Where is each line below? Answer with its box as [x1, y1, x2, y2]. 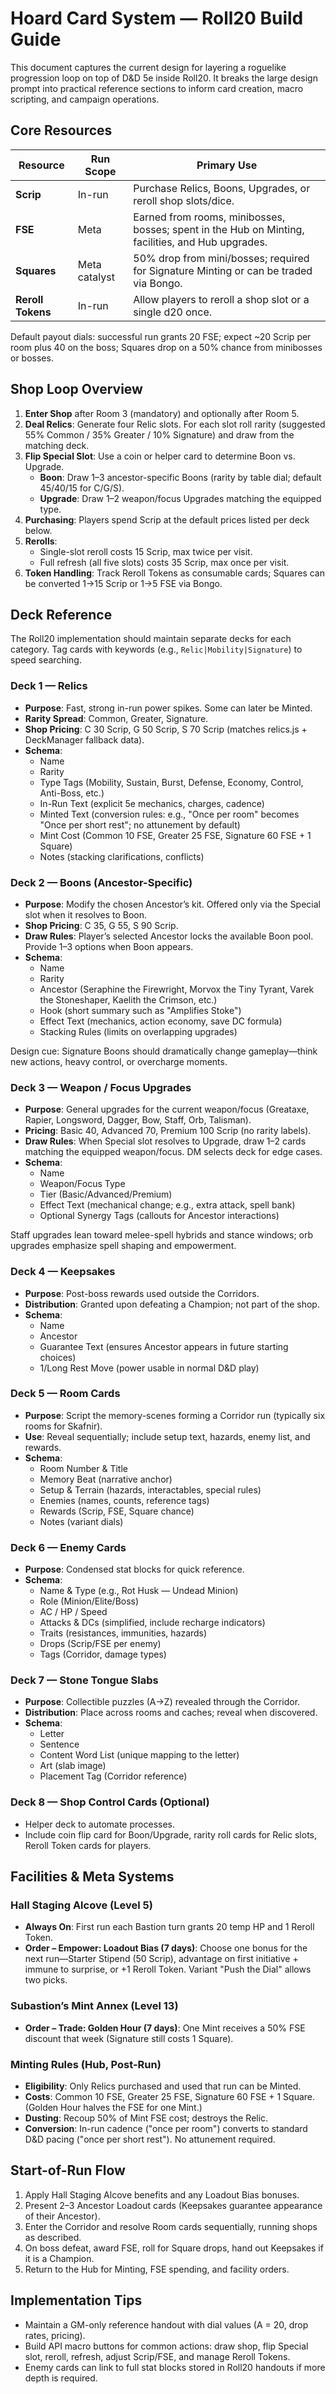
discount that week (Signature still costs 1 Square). [24, 2032, 234, 2044]
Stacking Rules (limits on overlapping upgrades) [39, 1025, 238, 1037]
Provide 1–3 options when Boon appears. [24, 940, 194, 952]
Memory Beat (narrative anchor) [39, 1473, 173, 1485]
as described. [24, 2231, 82, 2243]
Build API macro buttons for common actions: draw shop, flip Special [24, 2340, 309, 2352]
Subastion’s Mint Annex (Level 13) [10, 1999, 179, 2013]
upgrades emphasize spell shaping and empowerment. [10, 1240, 237, 1252]
